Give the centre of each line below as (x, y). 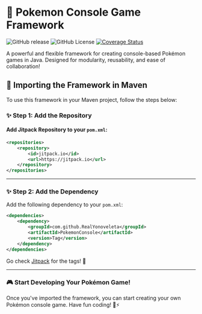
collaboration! (23, 66)
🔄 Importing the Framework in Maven (77, 85)
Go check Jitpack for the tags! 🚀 (46, 261)
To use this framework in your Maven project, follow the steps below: (92, 99)
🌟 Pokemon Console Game (74, 12)
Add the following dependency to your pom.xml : (65, 205)
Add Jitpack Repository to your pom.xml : (57, 130)
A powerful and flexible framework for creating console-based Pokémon (96, 53)
